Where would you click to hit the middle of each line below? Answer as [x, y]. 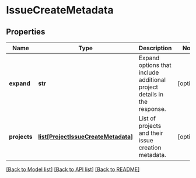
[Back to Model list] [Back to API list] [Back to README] [73, 169]
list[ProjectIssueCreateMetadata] [85, 137]
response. [152, 109]
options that [155, 65]
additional [152, 80]
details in [151, 94]
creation [150, 148]
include [149, 72]
